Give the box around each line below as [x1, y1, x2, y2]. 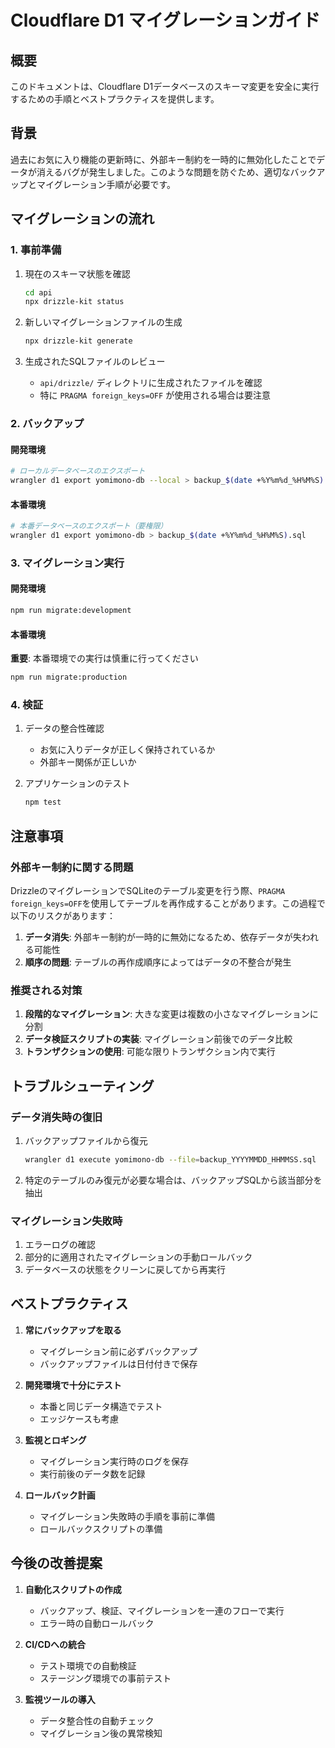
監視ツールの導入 [24, 1693, 96, 1705]
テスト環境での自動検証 [39, 1659, 137, 1671]
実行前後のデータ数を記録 [39, 1467, 146, 1480]
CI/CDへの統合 [24, 1638, 86, 1650]
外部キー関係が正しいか [39, 756, 137, 768]
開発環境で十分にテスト [24, 1379, 122, 1391]
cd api [24, 287, 53, 298]
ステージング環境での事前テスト [39, 1672, 172, 1684]
